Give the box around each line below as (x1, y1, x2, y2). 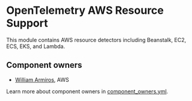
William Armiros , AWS (14, 76, 69, 83)
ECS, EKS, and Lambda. (6, 43, 65, 50)
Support (6, 16, 48, 30)
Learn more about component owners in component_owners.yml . (6, 88, 169, 95)
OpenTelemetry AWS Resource (6, 4, 164, 17)
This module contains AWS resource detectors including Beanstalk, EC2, (6, 36, 187, 43)
